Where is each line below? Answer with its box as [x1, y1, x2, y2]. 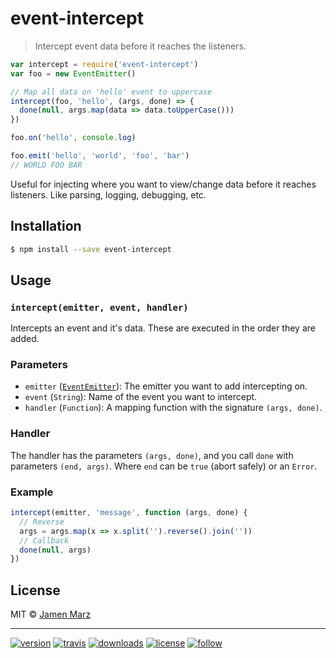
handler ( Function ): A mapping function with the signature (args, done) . [24, 402, 323, 414]
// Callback [19, 535, 70, 546]
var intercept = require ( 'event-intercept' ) [10, 59, 199, 69]
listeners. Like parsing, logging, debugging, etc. [10, 188, 207, 201]
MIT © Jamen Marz [10, 608, 92, 621]
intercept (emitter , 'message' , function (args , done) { [10, 508, 248, 518]
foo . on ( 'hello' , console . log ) [10, 133, 137, 143]
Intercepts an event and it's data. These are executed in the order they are [10, 322, 316, 334]
